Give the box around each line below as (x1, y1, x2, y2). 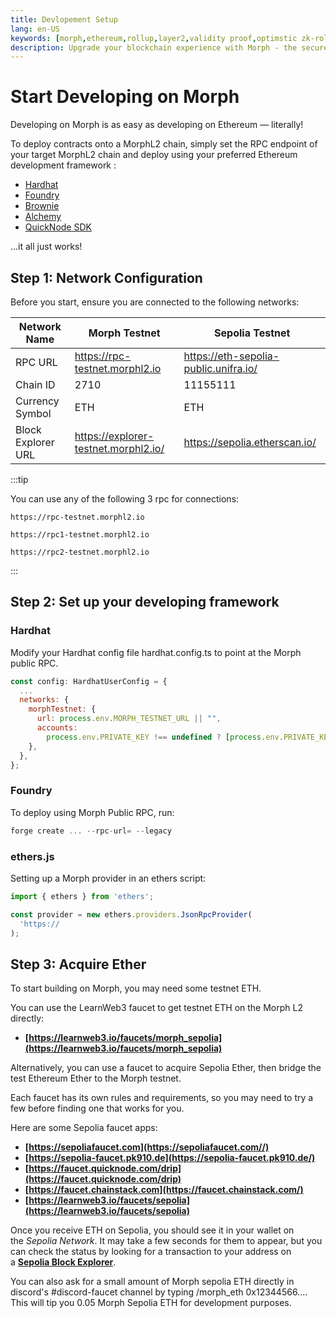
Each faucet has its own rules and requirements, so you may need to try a (10, 1092, 314, 1104)
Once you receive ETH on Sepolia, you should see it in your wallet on (10, 1224, 295, 1236)
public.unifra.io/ (183, 362, 258, 375)
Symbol (15, 407, 52, 420)
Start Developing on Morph (10, 86, 240, 108)
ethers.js (10, 849, 55, 863)
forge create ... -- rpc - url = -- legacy (10, 826, 172, 836)
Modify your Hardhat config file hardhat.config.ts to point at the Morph (10, 646, 302, 658)
